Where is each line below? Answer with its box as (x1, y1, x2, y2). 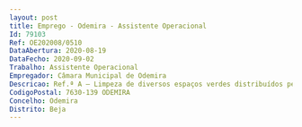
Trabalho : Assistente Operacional (9, 63, 139, 72)
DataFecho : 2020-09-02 (9, 55, 94, 63)
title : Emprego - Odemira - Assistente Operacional (9, 21, 207, 30)
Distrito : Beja (9, 105, 67, 114)
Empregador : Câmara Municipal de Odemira (9, 72, 167, 80)
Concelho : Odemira (9, 96, 78, 106)
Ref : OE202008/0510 (9, 38, 83, 47)
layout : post (9, 13, 58, 22)
